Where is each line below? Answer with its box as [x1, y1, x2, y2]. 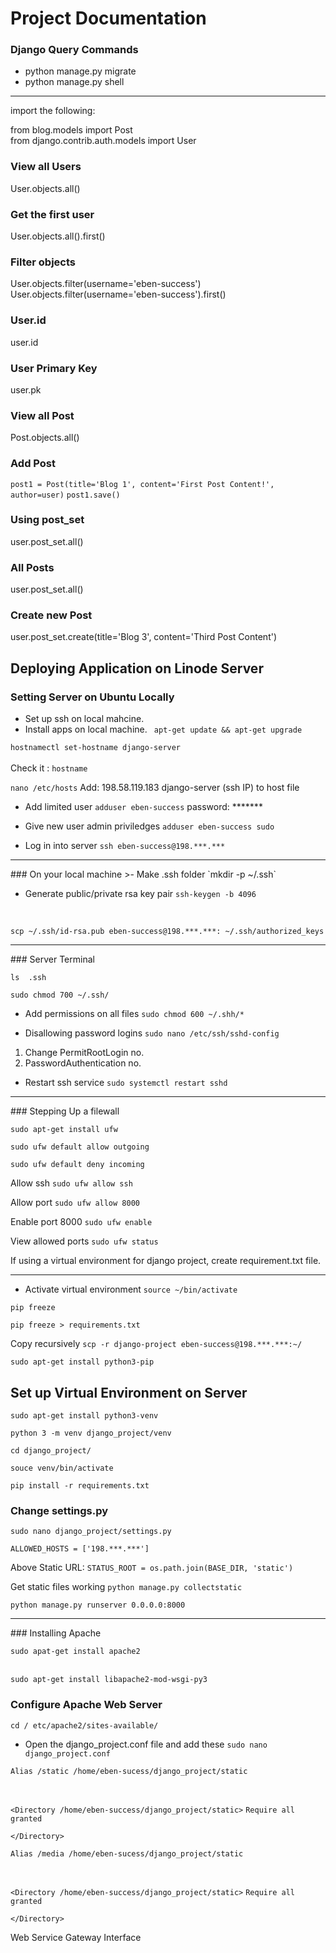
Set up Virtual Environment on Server [10, 1384, 248, 1401]
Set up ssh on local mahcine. [24, 713, 145, 725]
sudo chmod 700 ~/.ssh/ [10, 990, 110, 1001]
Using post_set [10, 513, 85, 527]
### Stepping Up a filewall [10, 1105, 120, 1117]
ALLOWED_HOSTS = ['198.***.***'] [10, 1544, 150, 1554]
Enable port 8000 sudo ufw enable [10, 1216, 153, 1228]
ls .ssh [10, 973, 47, 983]
